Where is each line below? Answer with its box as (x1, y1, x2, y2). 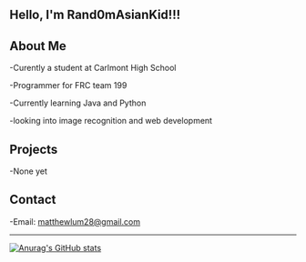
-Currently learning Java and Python (9, 97, 147, 108)
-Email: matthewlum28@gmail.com (9, 216, 141, 227)
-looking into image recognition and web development (9, 116, 212, 126)
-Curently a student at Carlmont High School (9, 63, 177, 74)
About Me (9, 38, 66, 54)
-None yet (9, 166, 48, 176)
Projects (9, 141, 58, 157)
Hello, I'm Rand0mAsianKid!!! (9, 7, 181, 23)
